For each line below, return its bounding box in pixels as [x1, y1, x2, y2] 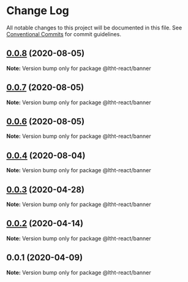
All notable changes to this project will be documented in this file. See [6, 24, 182, 31]
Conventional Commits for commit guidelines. [6, 30, 121, 37]
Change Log [6, 4, 69, 18]
